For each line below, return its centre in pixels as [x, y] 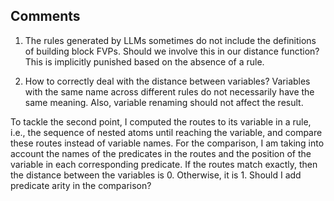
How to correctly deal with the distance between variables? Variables [167, 81]
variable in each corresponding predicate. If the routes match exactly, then [164, 164]
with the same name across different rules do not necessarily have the [169, 91]
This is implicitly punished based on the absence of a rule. [144, 61]
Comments [45, 16]
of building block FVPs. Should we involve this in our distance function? [172, 51]
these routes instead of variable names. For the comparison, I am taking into [167, 143]
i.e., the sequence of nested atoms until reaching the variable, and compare [166, 132]
